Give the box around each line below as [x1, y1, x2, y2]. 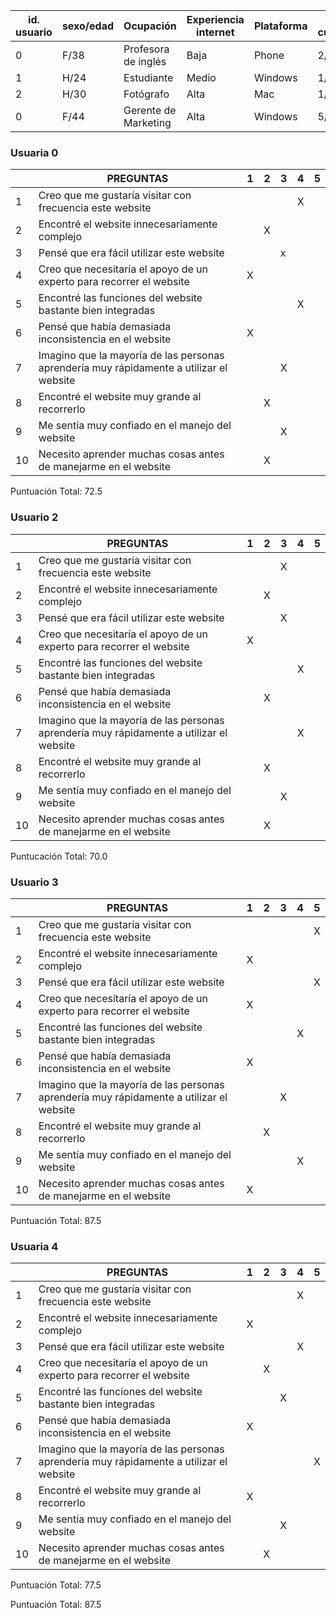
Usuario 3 [10, 875, 59, 889]
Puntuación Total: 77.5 [10, 1579, 102, 1591]
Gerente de [123, 104, 177, 117]
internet [196, 25, 235, 39]
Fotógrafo [123, 87, 170, 101]
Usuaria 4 [10, 1239, 59, 1253]
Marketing [123, 116, 172, 129]
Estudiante [123, 71, 174, 84]
